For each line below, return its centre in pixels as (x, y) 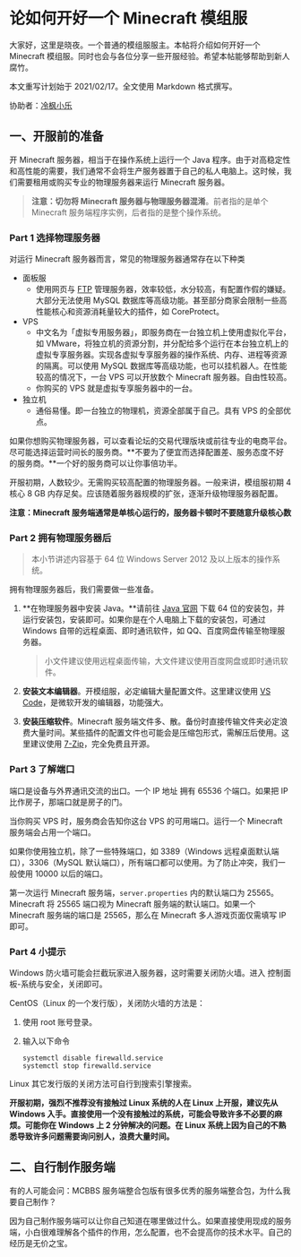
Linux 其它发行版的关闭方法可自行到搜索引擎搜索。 (103, 1083)
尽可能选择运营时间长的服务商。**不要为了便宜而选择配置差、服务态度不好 (147, 452)
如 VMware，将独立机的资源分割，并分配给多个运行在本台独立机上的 (162, 344)
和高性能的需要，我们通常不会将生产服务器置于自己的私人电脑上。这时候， (146, 170)
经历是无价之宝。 (41, 1243)
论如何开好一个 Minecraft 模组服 (129, 18)
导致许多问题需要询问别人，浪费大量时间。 (95, 1136)
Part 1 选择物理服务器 (55, 237)
